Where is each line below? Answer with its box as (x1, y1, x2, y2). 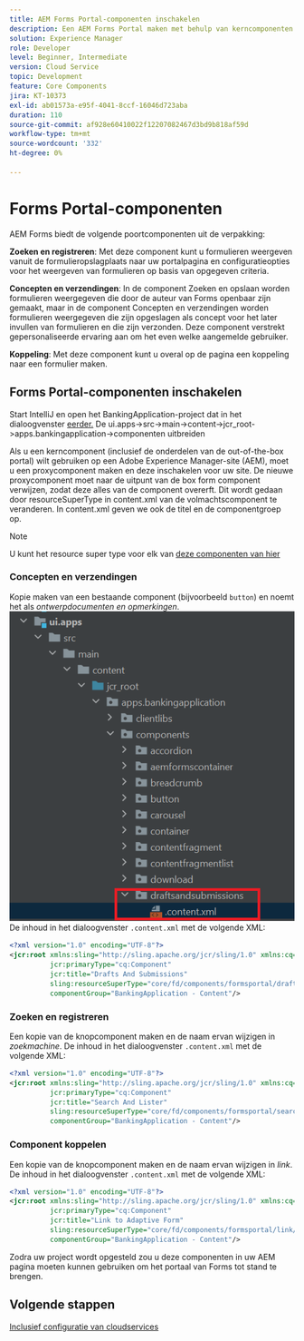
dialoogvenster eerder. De (9, 418, 107, 429)
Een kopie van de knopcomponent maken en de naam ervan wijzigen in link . (9, 1159, 293, 1170)
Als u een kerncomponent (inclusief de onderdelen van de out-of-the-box (9, 445, 284, 456)
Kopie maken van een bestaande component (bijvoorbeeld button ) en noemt (9, 591, 295, 602)
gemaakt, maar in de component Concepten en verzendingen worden (9, 302, 269, 313)
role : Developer (9, 44, 71, 53)
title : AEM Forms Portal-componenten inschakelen (9, 15, 201, 24)
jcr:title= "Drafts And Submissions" (49, 970, 188, 979)
